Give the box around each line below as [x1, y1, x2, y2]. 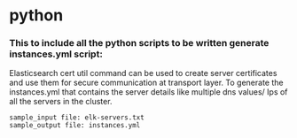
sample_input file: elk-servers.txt [9, 113, 145, 122]
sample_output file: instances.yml [9, 121, 141, 130]
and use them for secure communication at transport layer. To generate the [9, 77, 284, 88]
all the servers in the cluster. [9, 96, 113, 107]
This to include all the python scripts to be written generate [9, 37, 270, 50]
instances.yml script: [9, 48, 104, 60]
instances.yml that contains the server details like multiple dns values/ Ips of [9, 87, 288, 97]
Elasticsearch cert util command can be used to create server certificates [9, 68, 277, 79]
